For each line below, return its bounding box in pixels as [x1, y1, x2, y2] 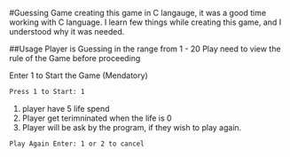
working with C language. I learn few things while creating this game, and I [9, 17, 282, 27]
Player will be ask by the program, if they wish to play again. [21, 122, 242, 132]
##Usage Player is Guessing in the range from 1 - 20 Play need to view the [9, 43, 281, 54]
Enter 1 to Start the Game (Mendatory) [9, 70, 148, 81]
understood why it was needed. [9, 27, 125, 36]
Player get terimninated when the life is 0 [21, 113, 172, 123]
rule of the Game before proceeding [9, 53, 141, 63]
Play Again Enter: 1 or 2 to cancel [9, 139, 145, 148]
